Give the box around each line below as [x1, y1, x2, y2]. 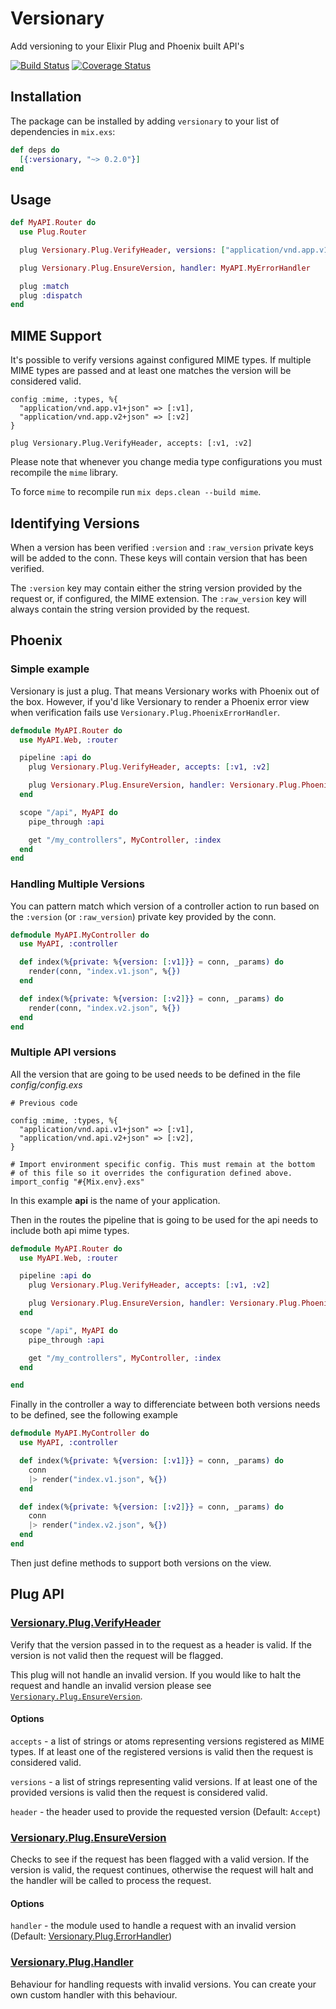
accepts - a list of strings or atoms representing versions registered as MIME [10, 1735, 325, 1747]
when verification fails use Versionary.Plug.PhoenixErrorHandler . [10, 706, 281, 718]
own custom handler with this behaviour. [10, 1988, 178, 2001]
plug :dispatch [19, 290, 83, 301]
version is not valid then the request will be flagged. [10, 1649, 224, 1661]
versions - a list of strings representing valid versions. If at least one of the [10, 1775, 318, 1787]
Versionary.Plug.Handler [10, 1955, 134, 1969]
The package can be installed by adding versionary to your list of [10, 115, 280, 127]
